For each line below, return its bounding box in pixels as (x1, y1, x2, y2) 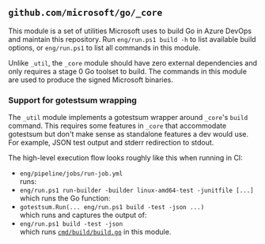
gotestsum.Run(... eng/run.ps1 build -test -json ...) (19, 204, 205, 212)
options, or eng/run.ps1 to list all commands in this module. (8, 43, 201, 52)
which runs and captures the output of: (19, 210, 148, 220)
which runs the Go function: (19, 193, 111, 203)
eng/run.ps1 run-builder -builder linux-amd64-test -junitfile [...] (19, 186, 255, 195)
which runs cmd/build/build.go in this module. (19, 227, 172, 237)
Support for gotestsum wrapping (8, 95, 137, 106)
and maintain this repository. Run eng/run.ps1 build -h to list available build (8, 34, 256, 43)
